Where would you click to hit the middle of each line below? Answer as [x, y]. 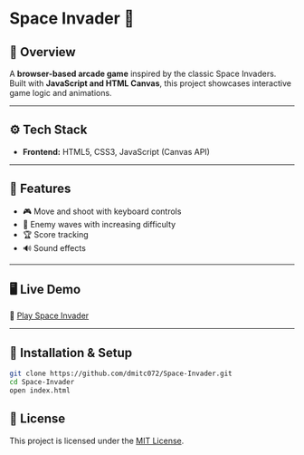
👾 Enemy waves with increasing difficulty [99, 224]
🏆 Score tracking [55, 234]
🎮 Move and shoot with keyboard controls [102, 211]
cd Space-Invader [42, 382]
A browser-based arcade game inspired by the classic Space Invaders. [143, 73]
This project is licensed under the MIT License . [97, 440]
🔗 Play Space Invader [49, 315]
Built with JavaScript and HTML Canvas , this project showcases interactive [151, 83]
